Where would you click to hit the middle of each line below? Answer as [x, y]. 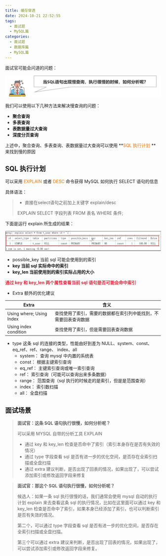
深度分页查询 [25, 135]
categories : [17, 37]
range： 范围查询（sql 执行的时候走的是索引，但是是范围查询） [84, 381]
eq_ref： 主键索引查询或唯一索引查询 [57, 368]
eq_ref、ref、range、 [34, 349]
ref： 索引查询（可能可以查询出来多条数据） [64, 374]
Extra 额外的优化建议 [33, 293]
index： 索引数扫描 [39, 387]
